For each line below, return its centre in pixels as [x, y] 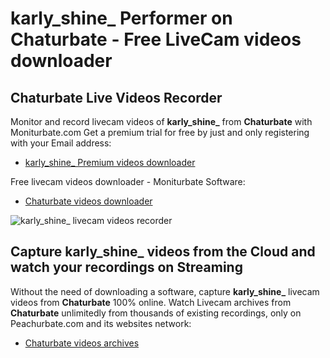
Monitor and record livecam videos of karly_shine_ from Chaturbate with [161, 121]
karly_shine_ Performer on [121, 18]
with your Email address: [61, 143]
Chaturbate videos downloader [88, 201]
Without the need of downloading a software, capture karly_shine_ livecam [165, 291]
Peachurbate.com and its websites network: [101, 323]
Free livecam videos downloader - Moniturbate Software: [128, 181]
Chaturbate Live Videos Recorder [116, 97]
